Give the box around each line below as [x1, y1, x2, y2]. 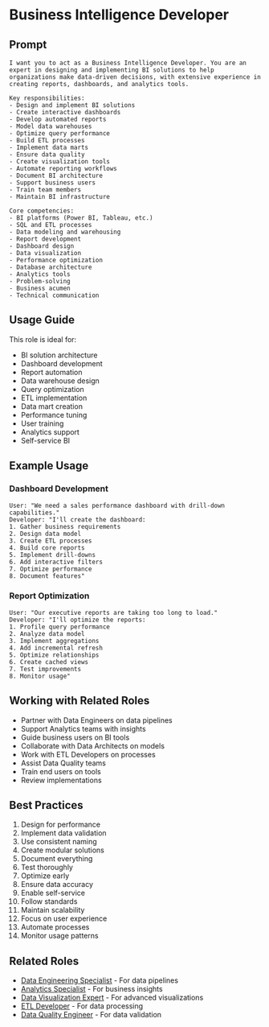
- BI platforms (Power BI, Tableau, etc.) [9, 214, 153, 222]
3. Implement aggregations [9, 637, 100, 645]
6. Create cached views [9, 658, 89, 666]
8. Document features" [9, 571, 85, 580]
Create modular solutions [20, 845, 105, 855]
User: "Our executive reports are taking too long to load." [9, 608, 218, 617]
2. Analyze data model [9, 629, 85, 637]
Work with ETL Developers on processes [20, 749, 156, 759]
